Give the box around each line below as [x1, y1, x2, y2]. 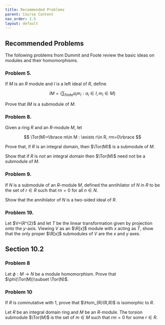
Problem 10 [5, 289, 33, 295]
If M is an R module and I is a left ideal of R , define [5, 81, 107, 87]
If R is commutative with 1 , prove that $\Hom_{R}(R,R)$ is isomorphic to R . [5, 300, 155, 306]
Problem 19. [5, 209, 34, 216]
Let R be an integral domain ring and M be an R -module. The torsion [5, 309, 143, 315]
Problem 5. [5, 69, 32, 76]
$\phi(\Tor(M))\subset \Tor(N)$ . [5, 276, 69, 282]
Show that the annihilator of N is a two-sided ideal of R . [5, 196, 117, 202]
